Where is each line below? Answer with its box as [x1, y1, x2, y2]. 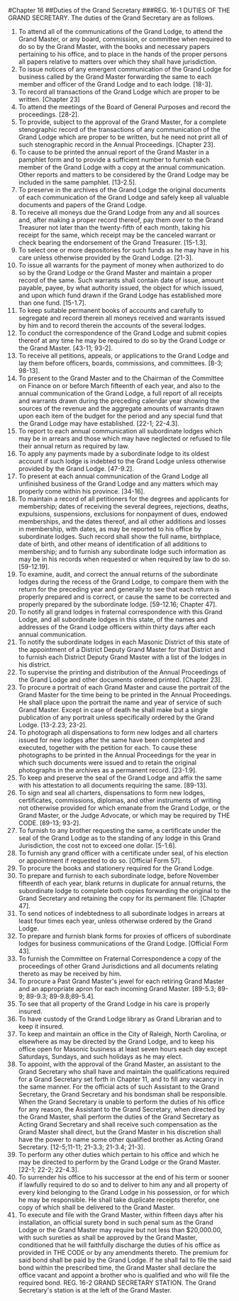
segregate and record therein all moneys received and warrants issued [18, 314, 226, 322]
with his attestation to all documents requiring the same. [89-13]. [18, 781, 208, 790]
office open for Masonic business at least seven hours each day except [18, 1045, 228, 1053]
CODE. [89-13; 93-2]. [18, 819, 81, 827]
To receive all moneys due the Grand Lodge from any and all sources [18, 209, 221, 216]
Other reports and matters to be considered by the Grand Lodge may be [18, 170, 229, 179]
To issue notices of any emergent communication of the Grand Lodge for [18, 65, 232, 73]
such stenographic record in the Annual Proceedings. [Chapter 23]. [18, 140, 216, 148]
